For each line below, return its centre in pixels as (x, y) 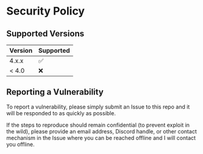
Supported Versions (45, 34)
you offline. (20, 144)
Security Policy (46, 11)
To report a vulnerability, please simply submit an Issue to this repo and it (98, 107)
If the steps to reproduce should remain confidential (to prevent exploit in (98, 125)
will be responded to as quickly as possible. (61, 113)
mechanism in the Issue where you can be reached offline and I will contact (101, 138)
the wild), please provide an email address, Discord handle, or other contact (101, 131)
